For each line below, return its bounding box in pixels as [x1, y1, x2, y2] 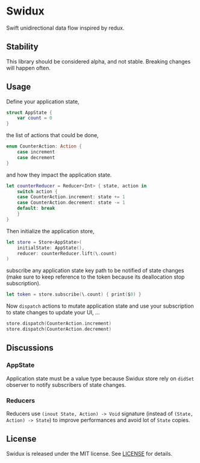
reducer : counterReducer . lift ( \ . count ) [17, 250, 117, 256]
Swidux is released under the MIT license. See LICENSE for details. [6, 450, 173, 457]
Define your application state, [6, 98, 80, 105]
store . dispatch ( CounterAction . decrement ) [6, 326, 112, 332]
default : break [17, 206, 55, 212]
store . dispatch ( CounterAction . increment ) [6, 320, 112, 327]
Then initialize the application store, [6, 227, 95, 235]
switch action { [17, 189, 58, 195]
